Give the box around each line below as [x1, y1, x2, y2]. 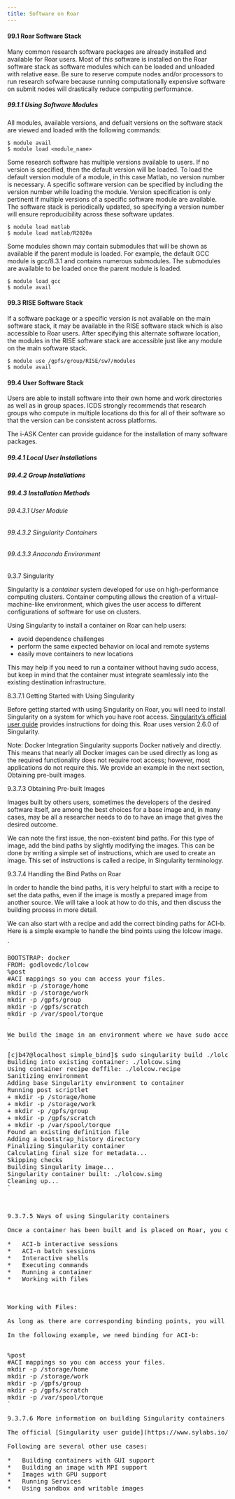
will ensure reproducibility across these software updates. [7, 209, 175, 218]
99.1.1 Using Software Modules [7, 101, 99, 109]
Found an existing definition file [7, 1128, 129, 1135]
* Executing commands [7, 1261, 89, 1269]
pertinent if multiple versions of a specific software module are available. [7, 195, 218, 203]
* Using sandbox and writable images [7, 1484, 144, 1492]
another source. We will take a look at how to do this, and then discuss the [7, 898, 222, 906]
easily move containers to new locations [17, 649, 134, 658]
